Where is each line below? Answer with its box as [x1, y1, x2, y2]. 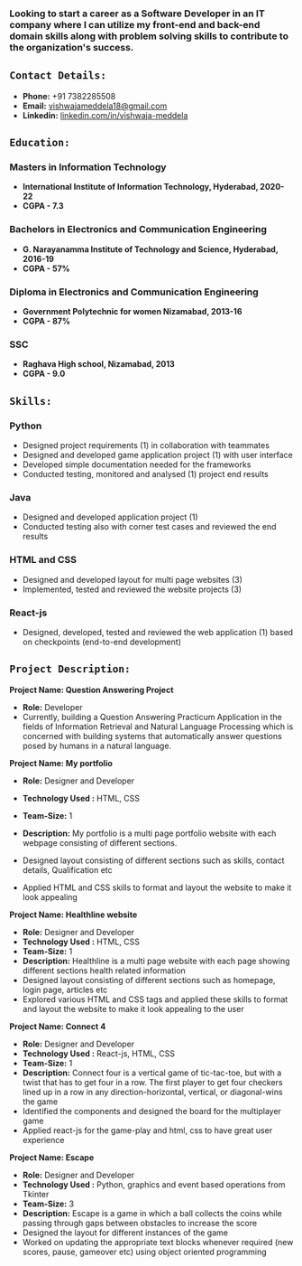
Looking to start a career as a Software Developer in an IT [9, 7, 266, 20]
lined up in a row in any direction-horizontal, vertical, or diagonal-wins [22, 1086, 283, 1097]
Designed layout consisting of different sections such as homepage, [22, 974, 276, 985]
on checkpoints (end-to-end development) [22, 636, 182, 647]
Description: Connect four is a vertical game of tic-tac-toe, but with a [22, 1067, 282, 1078]
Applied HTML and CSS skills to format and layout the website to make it [22, 882, 292, 893]
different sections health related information [22, 965, 187, 976]
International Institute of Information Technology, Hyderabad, [22, 182, 259, 192]
